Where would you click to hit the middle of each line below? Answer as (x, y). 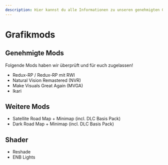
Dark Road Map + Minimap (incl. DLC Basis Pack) (63, 124)
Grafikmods (30, 34)
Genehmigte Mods (34, 53)
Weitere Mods (27, 107)
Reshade (21, 152)
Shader (17, 140)
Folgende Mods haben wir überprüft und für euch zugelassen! (69, 65)
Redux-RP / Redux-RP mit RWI (43, 75)
